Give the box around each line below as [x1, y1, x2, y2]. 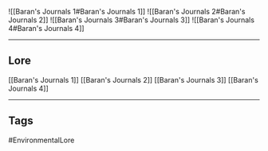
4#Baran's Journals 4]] [8, 24, 85, 33]
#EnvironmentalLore [8, 135, 75, 145]
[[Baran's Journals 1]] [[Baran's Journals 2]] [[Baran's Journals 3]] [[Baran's [8, 75, 259, 84]
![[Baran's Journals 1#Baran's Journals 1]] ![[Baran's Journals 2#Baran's [8, 7, 246, 16]
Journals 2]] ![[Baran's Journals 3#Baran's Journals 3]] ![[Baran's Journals [8, 15, 255, 25]
